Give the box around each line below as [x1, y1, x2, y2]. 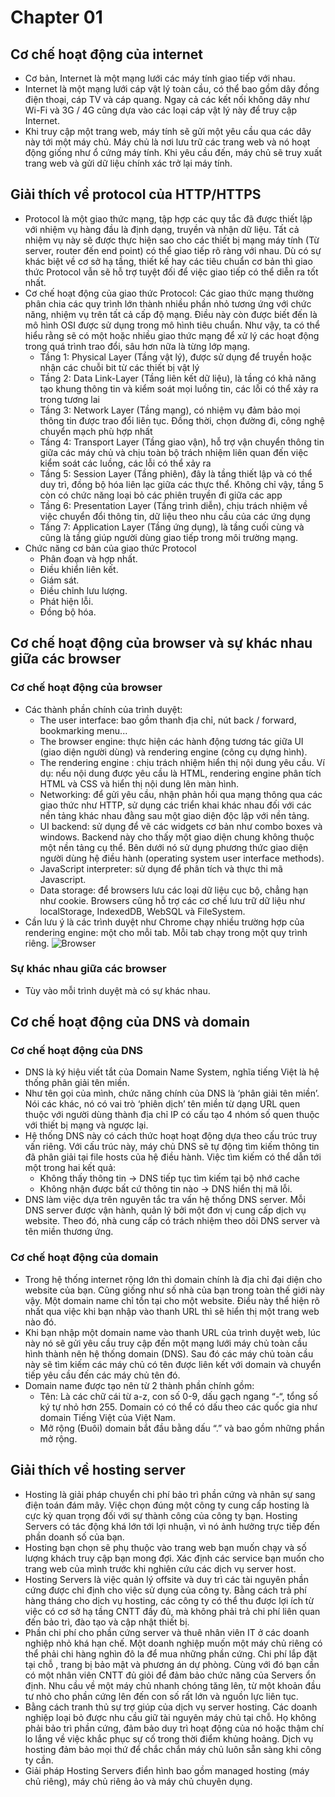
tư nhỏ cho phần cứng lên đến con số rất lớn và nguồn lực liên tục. [24, 1690, 299, 1702]
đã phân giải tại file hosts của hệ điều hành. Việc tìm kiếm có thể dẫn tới [24, 1151, 322, 1163]
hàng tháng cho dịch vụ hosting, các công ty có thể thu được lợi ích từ [24, 1594, 315, 1606]
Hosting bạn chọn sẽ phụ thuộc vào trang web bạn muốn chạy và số [24, 1541, 307, 1553]
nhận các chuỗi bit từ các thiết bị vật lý [39, 361, 200, 373]
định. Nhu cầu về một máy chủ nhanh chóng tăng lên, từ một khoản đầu [24, 1679, 322, 1691]
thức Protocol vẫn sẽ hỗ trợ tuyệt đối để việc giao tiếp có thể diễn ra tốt [24, 266, 319, 278]
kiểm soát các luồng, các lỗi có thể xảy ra [39, 457, 212, 469]
